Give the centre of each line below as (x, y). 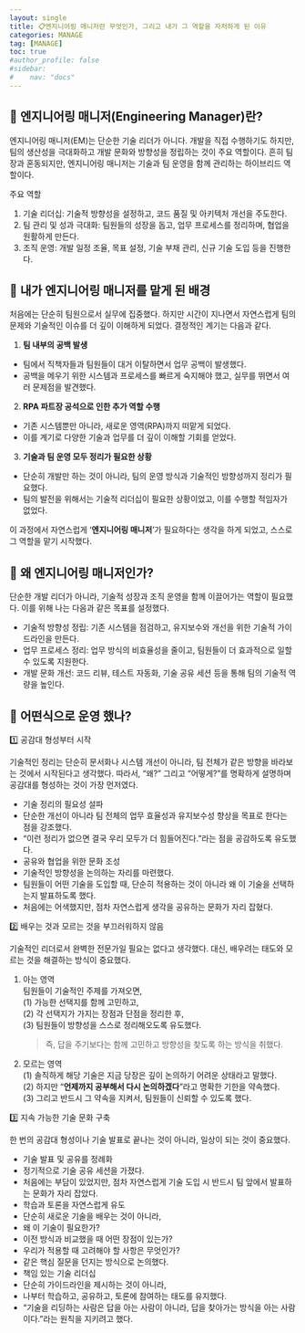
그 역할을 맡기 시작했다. (51, 541)
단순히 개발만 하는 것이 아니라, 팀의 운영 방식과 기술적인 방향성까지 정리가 (152, 477)
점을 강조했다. (47, 827)
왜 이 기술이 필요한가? (61, 1228)
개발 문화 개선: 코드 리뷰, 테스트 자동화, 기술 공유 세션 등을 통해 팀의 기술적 (154, 673)
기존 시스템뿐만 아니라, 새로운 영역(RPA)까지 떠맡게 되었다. (127, 426)
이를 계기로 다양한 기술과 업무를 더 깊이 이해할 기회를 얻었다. (129, 437)
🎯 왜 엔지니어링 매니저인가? (81, 573)
